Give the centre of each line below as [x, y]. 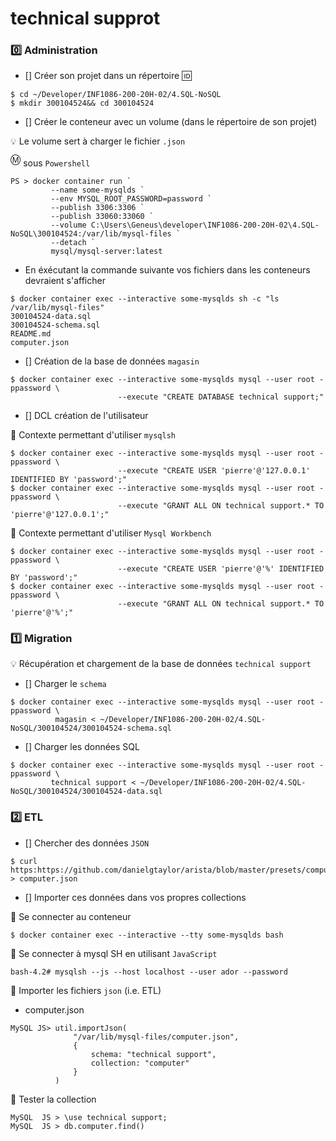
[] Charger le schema [65, 684]
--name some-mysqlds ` [97, 190]
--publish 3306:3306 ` [97, 208]
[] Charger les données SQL [82, 747]
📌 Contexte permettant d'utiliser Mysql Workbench [111, 533]
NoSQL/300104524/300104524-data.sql [86, 792]
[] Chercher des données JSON [87, 843]
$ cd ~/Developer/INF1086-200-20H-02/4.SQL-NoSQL [116, 95]
